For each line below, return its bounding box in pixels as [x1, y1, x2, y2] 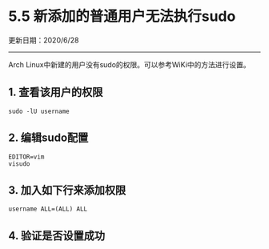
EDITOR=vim [8, 153, 45, 161]
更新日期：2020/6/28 [8, 35, 79, 45]
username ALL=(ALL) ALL [8, 205, 88, 213]
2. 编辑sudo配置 [8, 131, 89, 145]
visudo [8, 159, 30, 168]
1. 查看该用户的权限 [8, 86, 103, 99]
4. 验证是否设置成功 [8, 229, 106, 243]
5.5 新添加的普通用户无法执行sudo [8, 7, 236, 26]
